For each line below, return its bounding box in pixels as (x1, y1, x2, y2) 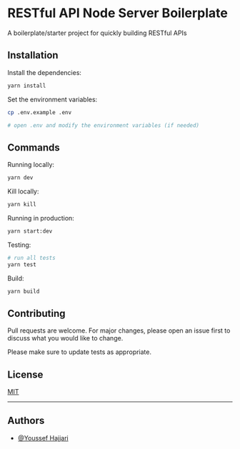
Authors (7, 415, 45, 427)
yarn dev (7, 174, 34, 181)
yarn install (7, 82, 46, 89)
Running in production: (7, 213, 75, 222)
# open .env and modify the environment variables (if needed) (7, 121, 200, 129)
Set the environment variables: (7, 95, 98, 104)
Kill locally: (7, 187, 39, 196)
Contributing (7, 307, 66, 319)
